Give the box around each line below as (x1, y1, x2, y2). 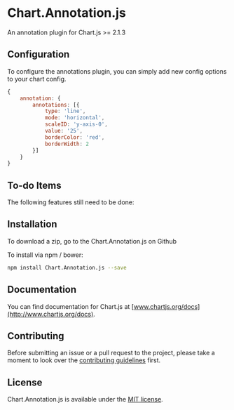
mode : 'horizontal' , (44, 114, 105, 121)
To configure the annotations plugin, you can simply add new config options (7, 67, 227, 75)
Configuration (7, 48, 70, 60)
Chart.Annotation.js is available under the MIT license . (7, 395, 163, 404)
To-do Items (7, 179, 62, 191)
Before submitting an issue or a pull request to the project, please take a (7, 349, 215, 357)
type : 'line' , (44, 107, 86, 115)
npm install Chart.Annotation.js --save (7, 264, 128, 271)
